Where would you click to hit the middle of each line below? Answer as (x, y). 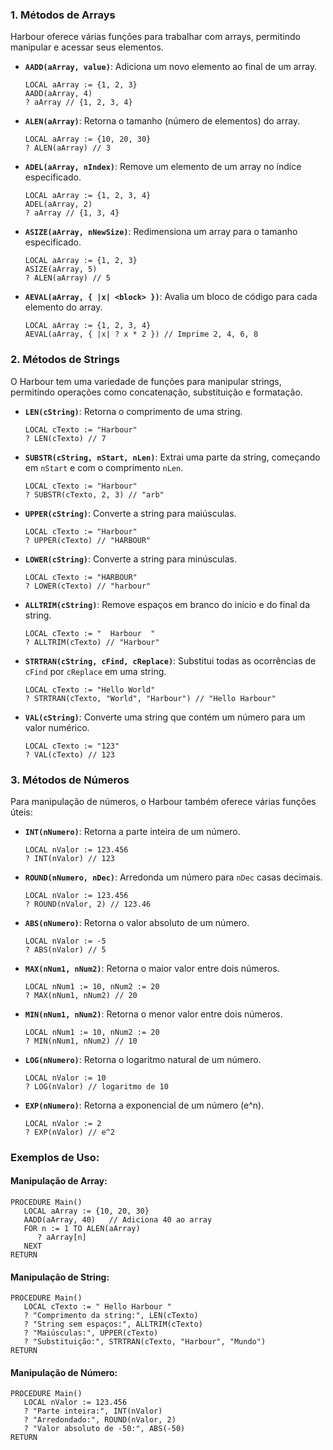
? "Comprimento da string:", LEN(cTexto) (111, 1316)
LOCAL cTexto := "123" (72, 746)
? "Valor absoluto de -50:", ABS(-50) (104, 1429)
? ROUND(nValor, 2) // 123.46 (88, 904)
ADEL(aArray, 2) (58, 204)
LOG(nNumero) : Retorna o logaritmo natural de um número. (143, 1059)
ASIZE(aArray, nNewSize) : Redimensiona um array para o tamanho (161, 232)
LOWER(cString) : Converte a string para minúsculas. (131, 559)
